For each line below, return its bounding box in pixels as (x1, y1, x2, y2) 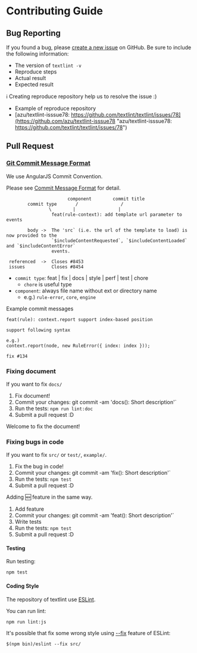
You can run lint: (6, 607, 46, 614)
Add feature (14, 505, 45, 512)
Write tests (14, 518, 42, 526)
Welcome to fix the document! (6, 423, 80, 430)
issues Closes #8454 (8, 264, 84, 270)
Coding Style (6, 582, 39, 590)
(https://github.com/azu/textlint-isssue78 (14, 118, 116, 124)
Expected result (14, 81, 54, 88)
